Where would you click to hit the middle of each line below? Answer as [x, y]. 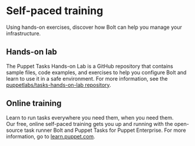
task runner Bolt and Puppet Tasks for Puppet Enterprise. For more [105, 130]
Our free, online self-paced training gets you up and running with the [90, 124]
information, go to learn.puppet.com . [51, 136]
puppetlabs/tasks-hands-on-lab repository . [59, 85]
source [15, 130]
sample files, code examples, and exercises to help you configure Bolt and [96, 72]
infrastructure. [24, 33]
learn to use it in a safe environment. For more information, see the [87, 78]
